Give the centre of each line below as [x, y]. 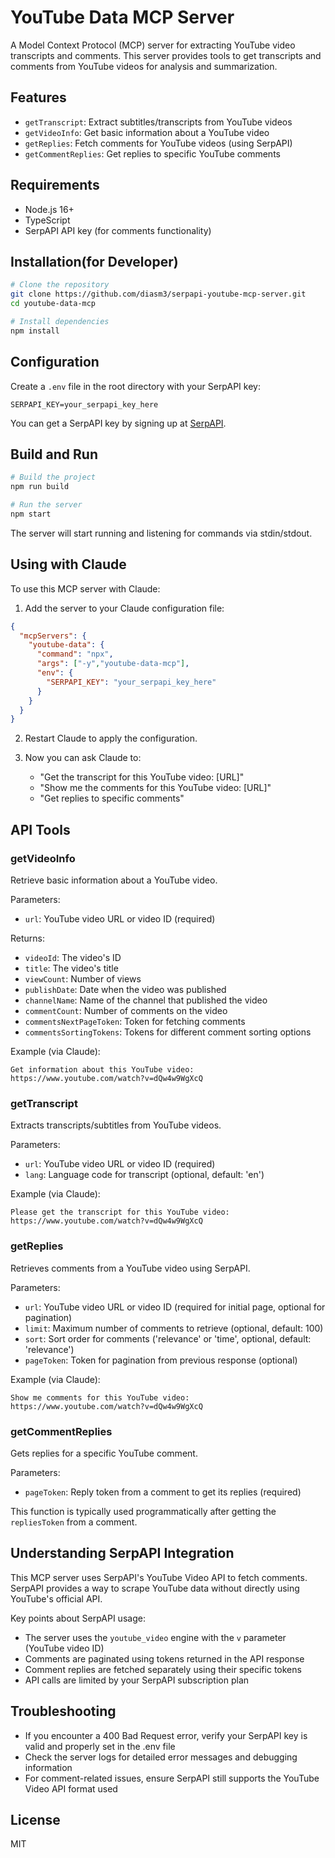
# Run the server [46, 505]
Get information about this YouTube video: [102, 1070]
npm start [31, 514]
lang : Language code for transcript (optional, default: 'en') [144, 1175]
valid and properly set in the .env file [100, 1746]
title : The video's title [71, 968]
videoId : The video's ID [73, 957]
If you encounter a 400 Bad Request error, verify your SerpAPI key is [166, 1735]
